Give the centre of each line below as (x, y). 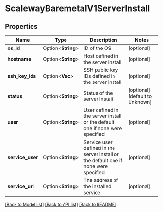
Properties (21, 26)
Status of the (98, 93)
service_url (21, 186)
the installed (97, 186)
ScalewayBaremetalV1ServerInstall (78, 8)
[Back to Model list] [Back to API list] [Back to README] (61, 204)
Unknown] (140, 102)
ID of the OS (97, 48)
